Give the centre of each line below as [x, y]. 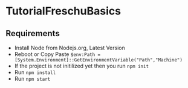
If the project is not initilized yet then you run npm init [82, 66]
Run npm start [32, 79]
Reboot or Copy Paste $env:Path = [57, 54]
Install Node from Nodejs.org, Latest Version [70, 48]
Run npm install [35, 72]
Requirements [33, 33]
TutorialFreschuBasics [63, 11]
